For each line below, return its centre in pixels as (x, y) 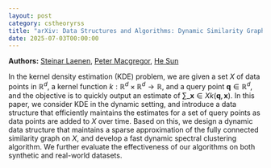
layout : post (30, 16)
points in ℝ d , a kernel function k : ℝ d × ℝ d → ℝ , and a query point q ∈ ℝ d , (130, 86)
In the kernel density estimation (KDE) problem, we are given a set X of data (134, 76)
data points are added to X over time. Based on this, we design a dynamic (131, 121)
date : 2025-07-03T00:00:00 (54, 38)
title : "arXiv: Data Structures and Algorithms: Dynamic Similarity (126, 31)
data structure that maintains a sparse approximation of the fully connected (134, 129)
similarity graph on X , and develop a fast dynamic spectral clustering (123, 138)
